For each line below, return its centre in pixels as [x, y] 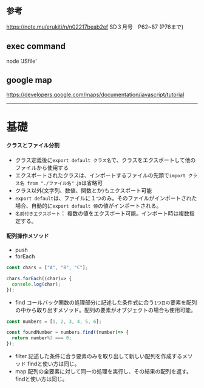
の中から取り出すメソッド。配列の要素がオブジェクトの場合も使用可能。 [105, 310]
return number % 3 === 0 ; [42, 338]
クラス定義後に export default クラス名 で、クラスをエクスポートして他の [105, 160]
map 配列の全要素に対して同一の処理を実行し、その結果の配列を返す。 [104, 372]
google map [29, 80]
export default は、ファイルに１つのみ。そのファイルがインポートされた [106, 198]
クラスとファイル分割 [33, 146]
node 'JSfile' [22, 61]
